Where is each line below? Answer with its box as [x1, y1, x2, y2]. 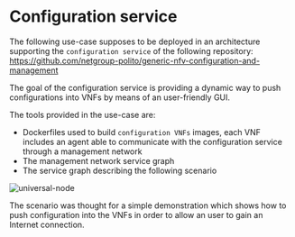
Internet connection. [9, 219, 85, 230]
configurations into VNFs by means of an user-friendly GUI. [9, 92, 231, 103]
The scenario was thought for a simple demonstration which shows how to [9, 200, 287, 211]
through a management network [22, 146, 143, 157]
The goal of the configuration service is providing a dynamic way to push [9, 82, 281, 93]
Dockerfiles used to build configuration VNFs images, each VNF [22, 126, 262, 137]
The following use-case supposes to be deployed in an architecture [9, 36, 261, 47]
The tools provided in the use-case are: [9, 109, 156, 120]
